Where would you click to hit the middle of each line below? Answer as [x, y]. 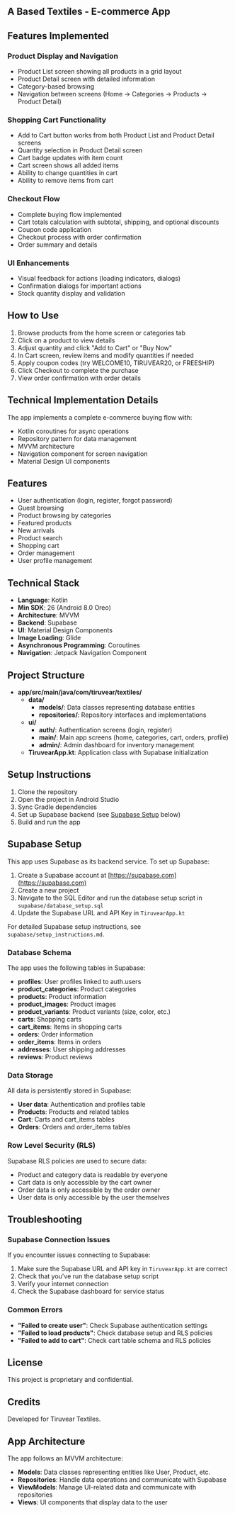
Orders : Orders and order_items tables [74, 1127]
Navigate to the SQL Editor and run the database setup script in [110, 898]
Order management [46, 553]
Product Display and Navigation [63, 56]
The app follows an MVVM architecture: [65, 1458]
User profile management [55, 561]
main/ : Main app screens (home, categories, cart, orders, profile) [133, 737]
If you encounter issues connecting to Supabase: [79, 1255]
